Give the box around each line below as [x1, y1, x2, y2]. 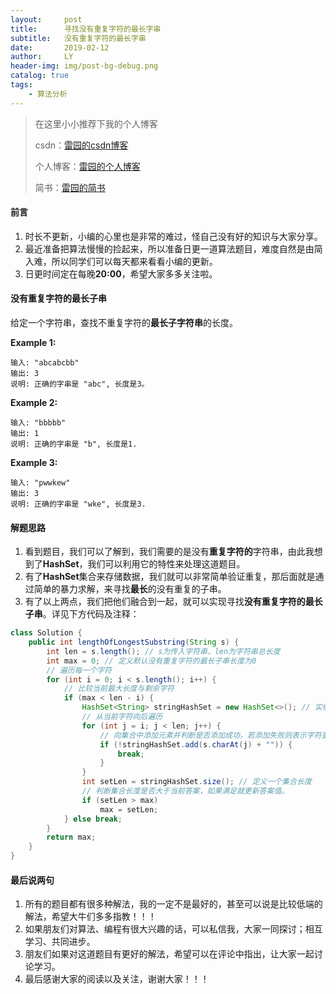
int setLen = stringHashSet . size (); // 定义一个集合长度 [81, 777, 312, 787]
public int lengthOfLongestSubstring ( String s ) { [28, 637, 240, 648]
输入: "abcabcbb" [10, 358, 80, 368]
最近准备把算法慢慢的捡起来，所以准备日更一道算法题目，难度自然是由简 [24, 242, 323, 255]
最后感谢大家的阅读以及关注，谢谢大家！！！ [24, 973, 210, 985]
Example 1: [10, 337, 57, 349]
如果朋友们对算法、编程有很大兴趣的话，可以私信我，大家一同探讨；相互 [24, 923, 323, 935]
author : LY [10, 52, 74, 62]
